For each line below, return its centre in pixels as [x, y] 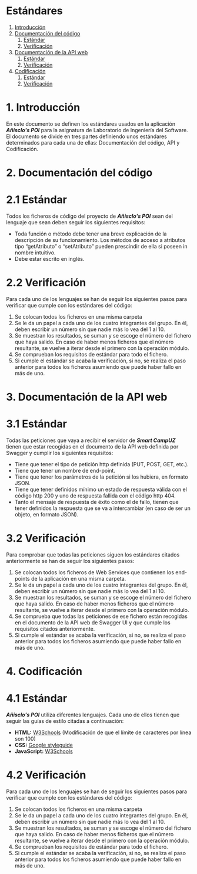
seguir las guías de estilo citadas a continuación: [65, 721]
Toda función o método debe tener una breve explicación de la [91, 234]
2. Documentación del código [79, 173]
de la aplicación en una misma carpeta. [79, 579]
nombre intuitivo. [35, 253]
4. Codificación [44, 672]
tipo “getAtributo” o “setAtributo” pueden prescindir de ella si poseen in [101, 246]
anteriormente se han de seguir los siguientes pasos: [70, 561]
